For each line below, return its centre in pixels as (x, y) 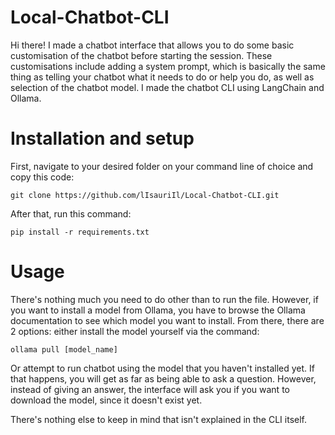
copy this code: (42, 177)
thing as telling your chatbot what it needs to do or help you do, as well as (162, 77)
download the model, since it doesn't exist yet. (106, 400)
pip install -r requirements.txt (80, 232)
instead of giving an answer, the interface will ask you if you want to (150, 389)
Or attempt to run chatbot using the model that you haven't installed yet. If (162, 368)
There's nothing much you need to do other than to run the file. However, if (164, 299)
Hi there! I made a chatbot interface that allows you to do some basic (152, 45)
